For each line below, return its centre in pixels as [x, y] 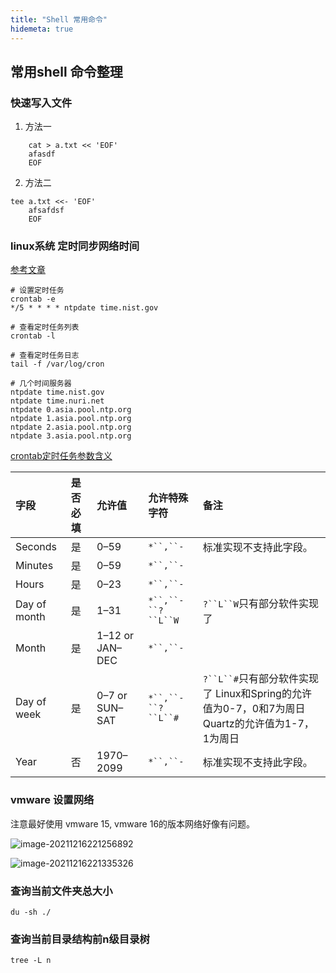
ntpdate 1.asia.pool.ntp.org [71, 419]
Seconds [36, 547]
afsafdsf [46, 211]
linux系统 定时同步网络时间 [75, 246]
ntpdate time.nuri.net [57, 401]
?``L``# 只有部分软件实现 [260, 679]
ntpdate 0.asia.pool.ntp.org [71, 410]
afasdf [42, 154]
